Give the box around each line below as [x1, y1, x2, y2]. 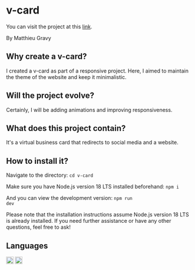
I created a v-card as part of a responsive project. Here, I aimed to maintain [6, 67, 189, 74]
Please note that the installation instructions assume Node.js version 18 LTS [6, 211, 190, 218]
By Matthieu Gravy [6, 34, 51, 41]
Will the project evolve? [6, 91, 95, 101]
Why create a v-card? [6, 51, 87, 62]
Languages [6, 241, 48, 251]
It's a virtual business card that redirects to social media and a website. [6, 139, 179, 146]
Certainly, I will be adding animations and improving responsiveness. [6, 106, 173, 113]
